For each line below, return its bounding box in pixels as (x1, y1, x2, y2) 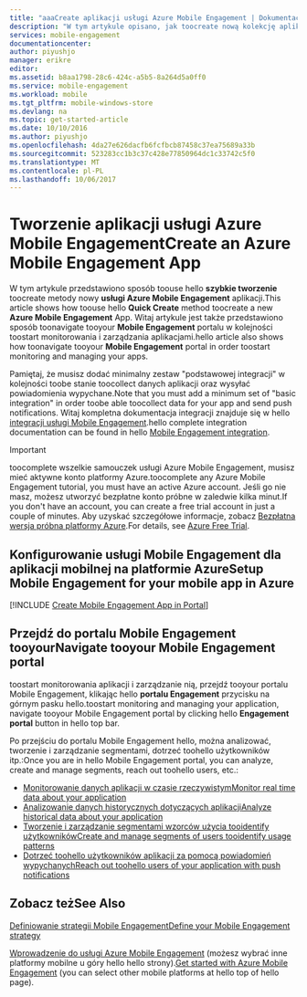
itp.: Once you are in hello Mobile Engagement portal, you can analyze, (9, 754, 274, 765)
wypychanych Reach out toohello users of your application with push (22, 859, 281, 870)
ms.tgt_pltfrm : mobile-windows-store (9, 98, 153, 108)
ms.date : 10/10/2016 (9, 124, 89, 133)
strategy (9, 929, 41, 940)
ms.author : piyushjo (9, 132, 89, 142)
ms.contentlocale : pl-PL (9, 166, 104, 175)
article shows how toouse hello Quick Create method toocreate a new (9, 302, 274, 313)
